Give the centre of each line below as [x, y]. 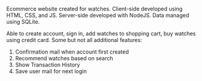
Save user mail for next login [51, 71]
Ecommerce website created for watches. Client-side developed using [94, 9]
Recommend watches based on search [64, 58]
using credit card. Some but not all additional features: [74, 40]
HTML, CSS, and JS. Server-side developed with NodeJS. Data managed [98, 15]
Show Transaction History [47, 65]
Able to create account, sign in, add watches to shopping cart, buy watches [101, 33]
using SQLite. [23, 22]
